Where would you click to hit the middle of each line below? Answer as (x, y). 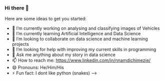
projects (20, 44)
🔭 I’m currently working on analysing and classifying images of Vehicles (86, 28)
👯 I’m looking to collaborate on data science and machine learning (80, 39)
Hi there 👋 (17, 8)
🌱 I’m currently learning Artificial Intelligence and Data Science (76, 34)
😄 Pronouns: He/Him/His (38, 68)
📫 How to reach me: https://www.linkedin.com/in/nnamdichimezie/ (81, 60)
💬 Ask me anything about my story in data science (63, 55)
